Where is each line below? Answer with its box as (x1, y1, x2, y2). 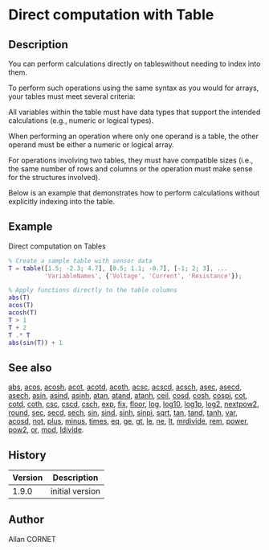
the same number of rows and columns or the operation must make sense (8, 164, 253, 174)
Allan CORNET (8, 534, 56, 544)
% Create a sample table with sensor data (8, 257, 153, 265)
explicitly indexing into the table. (8, 197, 116, 206)
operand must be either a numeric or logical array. (8, 140, 174, 150)
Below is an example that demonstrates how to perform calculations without (8, 188, 260, 198)
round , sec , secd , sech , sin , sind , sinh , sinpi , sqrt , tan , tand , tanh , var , (8, 408, 238, 417)
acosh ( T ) (8, 309, 38, 317)
